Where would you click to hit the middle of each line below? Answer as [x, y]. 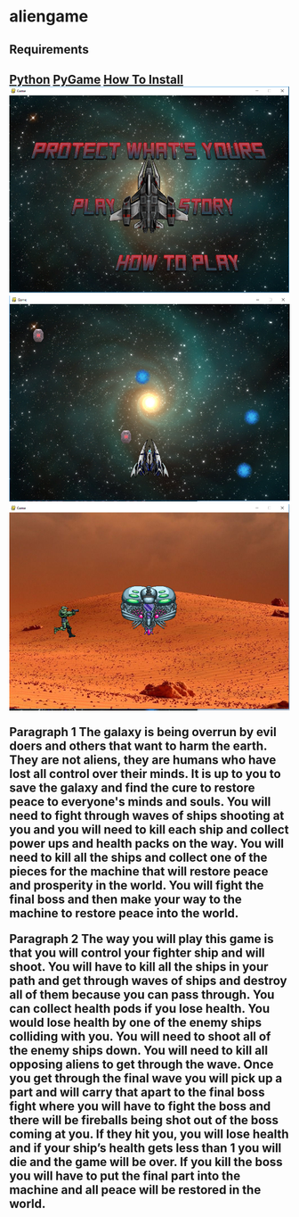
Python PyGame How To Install [97, 79]
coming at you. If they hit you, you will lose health [149, 1134]
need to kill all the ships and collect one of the [138, 857]
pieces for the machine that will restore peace [139, 871]
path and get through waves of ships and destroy [148, 980]
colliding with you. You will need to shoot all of [140, 1036]
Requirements [49, 50]
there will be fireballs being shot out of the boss [144, 1120]
